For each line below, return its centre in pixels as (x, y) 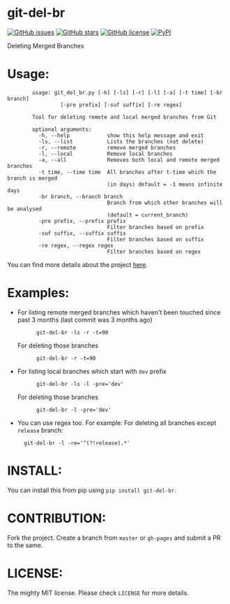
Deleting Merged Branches (46, 45)
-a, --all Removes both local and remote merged (129, 160)
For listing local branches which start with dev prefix (92, 371)
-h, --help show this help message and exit (121, 135)
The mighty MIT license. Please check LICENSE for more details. (98, 593)
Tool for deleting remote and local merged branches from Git (124, 117)
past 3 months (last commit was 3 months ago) (85, 319)
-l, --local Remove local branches (105, 154)
